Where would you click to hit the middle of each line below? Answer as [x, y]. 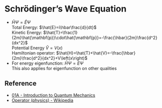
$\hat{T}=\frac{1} [60, 32]
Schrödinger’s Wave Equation [65, 9]
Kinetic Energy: [27, 32]
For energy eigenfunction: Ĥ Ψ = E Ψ [48, 63]
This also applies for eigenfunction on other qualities [64, 68]
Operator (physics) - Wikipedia [42, 100]
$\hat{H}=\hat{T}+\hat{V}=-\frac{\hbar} [96, 53]
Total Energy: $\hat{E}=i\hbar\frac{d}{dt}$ [54, 27]
